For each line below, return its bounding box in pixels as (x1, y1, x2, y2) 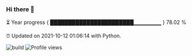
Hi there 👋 (6, 5, 35, 13)
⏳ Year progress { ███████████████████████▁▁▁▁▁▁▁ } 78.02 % (6, 19, 187, 26)
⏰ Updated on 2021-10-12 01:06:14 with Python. (6, 32, 122, 40)
